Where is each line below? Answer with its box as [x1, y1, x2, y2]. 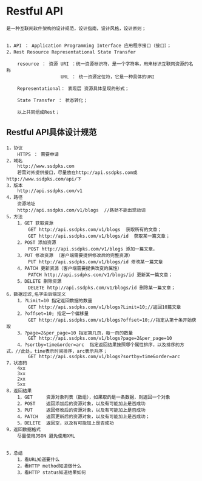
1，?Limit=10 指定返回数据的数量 [17, 297, 93, 303]
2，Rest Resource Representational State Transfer [6, 49, 136, 55]
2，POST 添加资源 [17, 239, 56, 246]
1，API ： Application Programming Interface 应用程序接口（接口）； [6, 43, 172, 49]
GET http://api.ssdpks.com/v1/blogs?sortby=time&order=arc [28, 353, 181, 359]
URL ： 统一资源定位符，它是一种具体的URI [60, 74, 155, 80]
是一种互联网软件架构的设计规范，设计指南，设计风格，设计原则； [6, 26, 147, 32]
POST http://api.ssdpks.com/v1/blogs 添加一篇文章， [28, 246, 158, 252]
